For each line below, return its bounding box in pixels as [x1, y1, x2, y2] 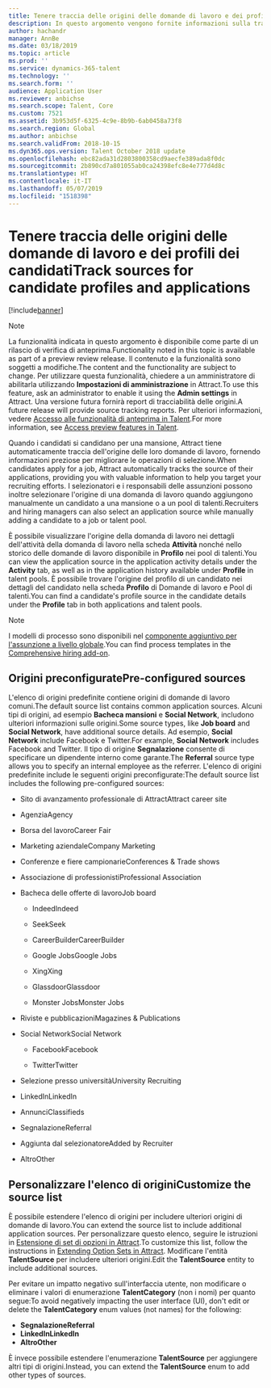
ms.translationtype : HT [8, 170, 89, 178]
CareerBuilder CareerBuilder [31, 935, 125, 945]
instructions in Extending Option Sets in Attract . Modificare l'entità [8, 1246, 228, 1256]
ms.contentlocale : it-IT [8, 177, 92, 186]
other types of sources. [8, 1370, 86, 1380]
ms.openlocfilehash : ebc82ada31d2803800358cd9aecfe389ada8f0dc [8, 154, 226, 162]
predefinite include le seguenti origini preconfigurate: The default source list [8, 770, 260, 780]
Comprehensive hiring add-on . [8, 648, 110, 658]
